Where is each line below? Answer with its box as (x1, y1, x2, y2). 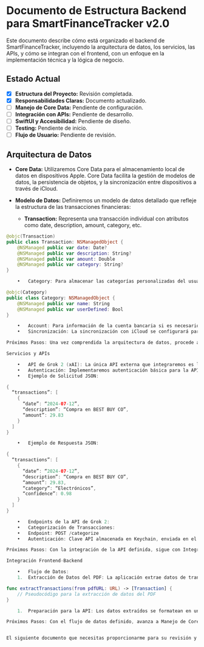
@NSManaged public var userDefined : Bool (17, 306, 123, 313)
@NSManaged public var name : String (17, 300, 110, 306)
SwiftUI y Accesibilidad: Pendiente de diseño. (15, 118, 132, 125)
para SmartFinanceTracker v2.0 (6, 16, 170, 30)
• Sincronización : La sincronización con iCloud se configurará (17, 328, 189, 335)
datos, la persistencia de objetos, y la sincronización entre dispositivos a (15, 179, 197, 186)
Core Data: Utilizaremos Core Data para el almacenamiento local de (15, 166, 185, 172)
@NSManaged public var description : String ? (17, 250, 132, 256)
